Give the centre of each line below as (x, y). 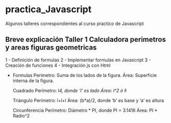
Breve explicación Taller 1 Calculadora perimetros (86, 40)
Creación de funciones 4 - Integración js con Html (58, 65)
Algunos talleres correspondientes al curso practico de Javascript (75, 23)
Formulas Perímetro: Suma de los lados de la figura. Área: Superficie (85, 75)
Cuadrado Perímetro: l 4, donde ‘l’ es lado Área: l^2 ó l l (69, 90)
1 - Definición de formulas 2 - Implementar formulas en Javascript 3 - (78, 60)
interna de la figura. (33, 81)
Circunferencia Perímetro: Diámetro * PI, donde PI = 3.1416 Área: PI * (85, 110)
